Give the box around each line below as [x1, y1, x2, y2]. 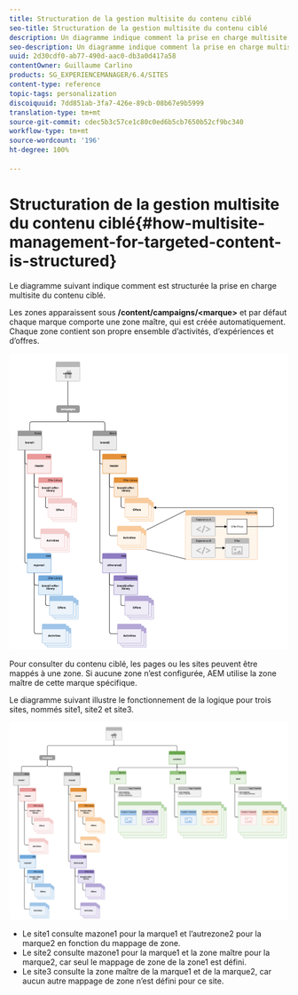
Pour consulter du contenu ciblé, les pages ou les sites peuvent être [9, 658, 258, 670]
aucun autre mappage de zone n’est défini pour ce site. [21, 975, 224, 986]
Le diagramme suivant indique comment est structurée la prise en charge [9, 280, 278, 291]
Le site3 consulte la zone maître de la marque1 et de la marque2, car [21, 967, 272, 977]
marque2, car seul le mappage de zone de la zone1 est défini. [21, 957, 247, 967]
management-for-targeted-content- [9, 232, 282, 252]
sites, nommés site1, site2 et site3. [9, 704, 135, 715]
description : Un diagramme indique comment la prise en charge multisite [9, 33, 288, 42]
